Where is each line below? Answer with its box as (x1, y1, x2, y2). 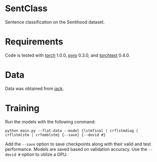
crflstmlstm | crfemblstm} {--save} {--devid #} (5, 132, 106, 137)
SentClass (5, 3, 48, 14)
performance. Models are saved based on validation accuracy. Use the (5, 146, 148, 152)
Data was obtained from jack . (5, 85, 64, 91)
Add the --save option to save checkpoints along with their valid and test (5, 141, 151, 147)
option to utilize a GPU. (21, 151, 68, 157)
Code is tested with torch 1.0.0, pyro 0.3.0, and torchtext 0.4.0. (5, 52, 130, 58)
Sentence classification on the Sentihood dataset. (5, 19, 105, 25)
